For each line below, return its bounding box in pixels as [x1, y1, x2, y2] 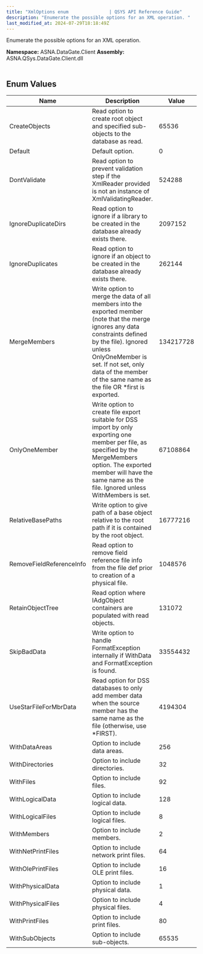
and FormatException [92, 659, 153, 667]
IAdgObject [92, 596, 124, 605]
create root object [92, 114, 143, 123]
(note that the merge [92, 315, 150, 324]
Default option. [92, 147, 134, 155]
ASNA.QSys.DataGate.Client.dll [6, 55, 83, 62]
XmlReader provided [92, 180, 150, 188]
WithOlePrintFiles [9, 864, 59, 873]
